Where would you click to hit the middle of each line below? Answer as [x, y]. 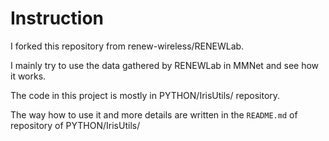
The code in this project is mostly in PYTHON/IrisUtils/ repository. [145, 95]
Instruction [57, 18]
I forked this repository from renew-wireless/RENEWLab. [127, 46]
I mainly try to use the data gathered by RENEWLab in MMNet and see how [165, 65]
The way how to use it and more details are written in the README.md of [154, 114]
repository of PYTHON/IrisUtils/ [75, 125]
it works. [28, 76]
